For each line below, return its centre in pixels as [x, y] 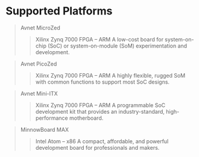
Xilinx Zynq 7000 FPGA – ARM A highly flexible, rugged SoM [110, 75]
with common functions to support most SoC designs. [103, 82]
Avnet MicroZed [40, 28]
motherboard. [86, 118]
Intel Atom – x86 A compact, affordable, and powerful [102, 141]
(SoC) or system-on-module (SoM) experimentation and [117, 46]
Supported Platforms [59, 11]
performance [52, 118]
